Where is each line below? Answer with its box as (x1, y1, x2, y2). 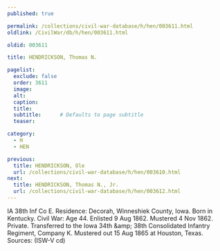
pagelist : (7, 66, 36, 73)
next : (7, 175, 23, 182)
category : (7, 131, 36, 138)
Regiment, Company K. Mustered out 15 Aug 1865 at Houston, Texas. (7, 229, 204, 237)
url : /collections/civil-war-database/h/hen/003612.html (13, 188, 181, 195)
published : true (7, 10, 54, 17)
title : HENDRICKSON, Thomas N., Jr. (13, 181, 119, 189)
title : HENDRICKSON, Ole (13, 162, 85, 169)
